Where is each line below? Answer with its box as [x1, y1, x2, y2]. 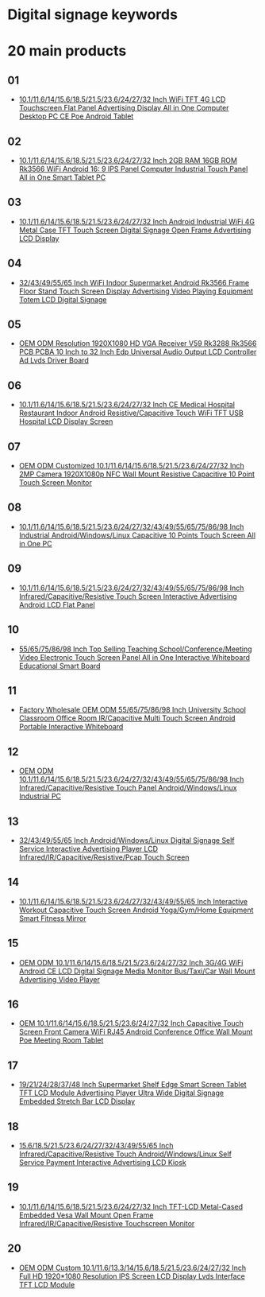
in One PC [18, 538, 52, 548]
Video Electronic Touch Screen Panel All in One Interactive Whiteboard [18, 652, 251, 662]
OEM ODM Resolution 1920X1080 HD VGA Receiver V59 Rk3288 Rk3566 [18, 339, 257, 348]
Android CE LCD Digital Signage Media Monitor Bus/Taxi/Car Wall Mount [18, 966, 255, 976]
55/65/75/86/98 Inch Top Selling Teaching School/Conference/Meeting [18, 644, 252, 654]
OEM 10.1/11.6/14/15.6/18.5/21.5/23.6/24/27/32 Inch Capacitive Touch [18, 1019, 244, 1028]
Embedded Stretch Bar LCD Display [18, 1097, 136, 1106]
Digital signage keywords [7, 6, 178, 24]
